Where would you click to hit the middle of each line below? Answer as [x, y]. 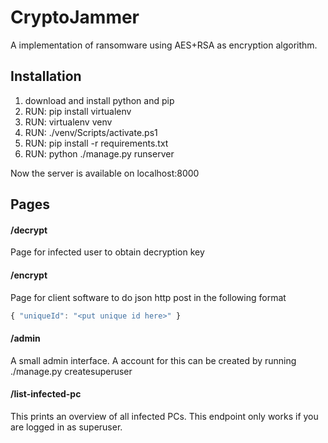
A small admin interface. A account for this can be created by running [153, 360]
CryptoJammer [75, 17]
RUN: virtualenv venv [68, 122]
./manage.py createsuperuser [71, 371]
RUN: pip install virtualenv [78, 111]
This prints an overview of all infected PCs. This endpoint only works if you [164, 416]
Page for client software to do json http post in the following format [148, 297]
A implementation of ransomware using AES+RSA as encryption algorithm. [164, 45]
